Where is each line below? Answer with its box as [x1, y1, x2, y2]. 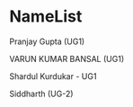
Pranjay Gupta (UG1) [9, 36, 85, 47]
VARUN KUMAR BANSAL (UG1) [9, 53, 124, 64]
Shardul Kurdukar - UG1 [9, 70, 97, 82]
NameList [9, 6, 83, 27]
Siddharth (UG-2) [9, 88, 74, 99]
